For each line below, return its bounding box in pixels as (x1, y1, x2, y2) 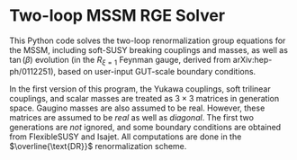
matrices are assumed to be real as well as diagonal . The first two (9, 111, 255, 122)
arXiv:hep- (232, 54, 273, 65)
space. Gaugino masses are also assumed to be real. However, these (9, 102, 265, 113)
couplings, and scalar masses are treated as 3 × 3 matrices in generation (9, 93, 280, 103)
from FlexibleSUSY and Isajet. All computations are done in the (9, 131, 242, 142)
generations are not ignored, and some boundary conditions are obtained (9, 121, 282, 132)
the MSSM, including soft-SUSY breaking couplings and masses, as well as (9, 44, 288, 55)
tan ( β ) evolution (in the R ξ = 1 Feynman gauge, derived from (9, 54, 231, 67)
